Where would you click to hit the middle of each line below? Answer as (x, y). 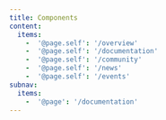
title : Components (44, 18)
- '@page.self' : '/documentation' (92, 51)
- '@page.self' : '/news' (74, 69)
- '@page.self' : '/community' (84, 60)
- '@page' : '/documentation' (82, 102)
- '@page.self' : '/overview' (82, 43)
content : (26, 26)
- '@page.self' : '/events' (78, 77)
